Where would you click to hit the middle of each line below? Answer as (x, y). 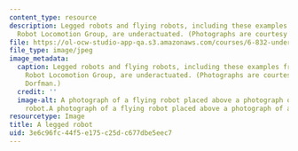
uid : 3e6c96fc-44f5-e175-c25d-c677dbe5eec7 (91, 133)
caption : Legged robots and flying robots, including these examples (148, 68)
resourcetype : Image (47, 116)
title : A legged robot (51, 125)
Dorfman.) (43, 83)
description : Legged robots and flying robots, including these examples (149, 26)
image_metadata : (39, 59)
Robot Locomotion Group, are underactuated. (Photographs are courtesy (153, 34)
